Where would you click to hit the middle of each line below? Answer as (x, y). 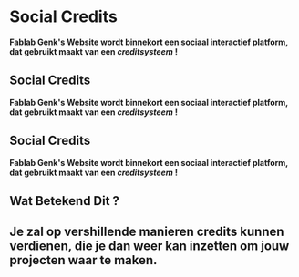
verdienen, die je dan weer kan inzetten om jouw (149, 246)
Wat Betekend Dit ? (65, 201)
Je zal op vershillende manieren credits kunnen (147, 232)
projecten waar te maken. (83, 260)
